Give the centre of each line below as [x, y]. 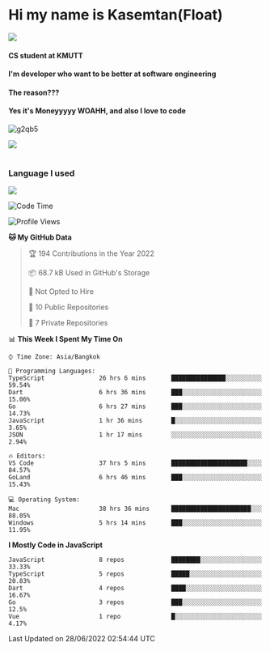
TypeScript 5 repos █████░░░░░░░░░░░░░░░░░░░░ [135, 574]
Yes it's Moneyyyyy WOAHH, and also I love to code [97, 111]
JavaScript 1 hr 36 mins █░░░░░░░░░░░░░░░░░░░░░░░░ [135, 421]
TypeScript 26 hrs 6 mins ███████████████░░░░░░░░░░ [135, 378]
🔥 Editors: [27, 456]
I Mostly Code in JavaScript [56, 545]
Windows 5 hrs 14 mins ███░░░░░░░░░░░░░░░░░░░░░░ [135, 523]
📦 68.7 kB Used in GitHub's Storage [89, 273]
